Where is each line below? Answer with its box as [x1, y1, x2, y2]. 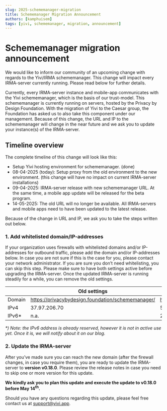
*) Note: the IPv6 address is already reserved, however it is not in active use [5, 325, 162, 331]
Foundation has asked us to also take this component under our [5, 111, 136, 117]
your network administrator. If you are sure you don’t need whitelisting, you [5, 260, 159, 266]
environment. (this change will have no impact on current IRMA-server [12, 174, 157, 180]
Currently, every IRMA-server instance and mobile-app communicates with [5, 90, 159, 96]
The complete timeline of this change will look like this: [5, 154, 117, 160]
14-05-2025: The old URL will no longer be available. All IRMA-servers [12, 201, 157, 206]
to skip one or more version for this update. [5, 370, 94, 376]
